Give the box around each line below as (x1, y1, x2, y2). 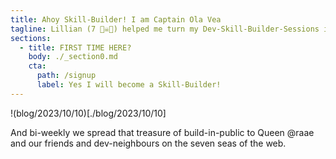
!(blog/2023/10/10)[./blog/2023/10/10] (10, 107, 167, 119)
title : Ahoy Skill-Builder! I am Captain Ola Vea (10, 14, 222, 25)
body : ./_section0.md (28, 52, 118, 62)
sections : (10, 33, 52, 43)
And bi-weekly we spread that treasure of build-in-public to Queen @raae (10, 126, 315, 138)
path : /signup (36, 71, 97, 81)
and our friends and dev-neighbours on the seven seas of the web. (10, 137, 287, 149)
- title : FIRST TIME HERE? (19, 42, 132, 53)
